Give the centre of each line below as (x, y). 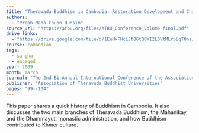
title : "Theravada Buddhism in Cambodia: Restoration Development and (95, 12)
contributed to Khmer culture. (42, 125)
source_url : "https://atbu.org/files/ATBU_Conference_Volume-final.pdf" (98, 28)
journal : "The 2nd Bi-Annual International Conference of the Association (100, 78)
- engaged (23, 61)
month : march (22, 72)
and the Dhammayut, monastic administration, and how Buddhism (86, 118)
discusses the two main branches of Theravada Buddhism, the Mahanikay (96, 112)
